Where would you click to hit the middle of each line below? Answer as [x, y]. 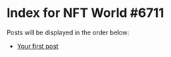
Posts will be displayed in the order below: [68, 32]
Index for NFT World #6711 [85, 13]
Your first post [37, 46]
